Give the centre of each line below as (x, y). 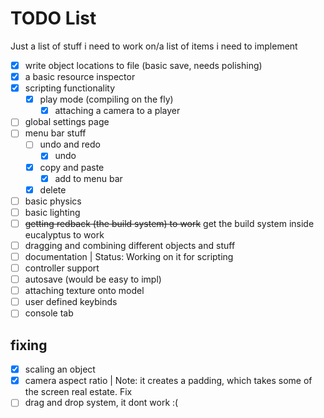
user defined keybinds (71, 302)
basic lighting (52, 212)
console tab (49, 313)
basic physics (53, 201)
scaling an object (60, 369)
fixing (29, 345)
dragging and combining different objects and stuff (130, 245)
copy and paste (72, 167)
